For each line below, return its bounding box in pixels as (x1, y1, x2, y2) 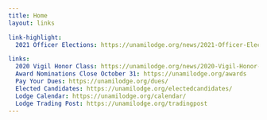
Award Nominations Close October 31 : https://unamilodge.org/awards (15, 70, 247, 78)
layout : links (8, 19, 56, 27)
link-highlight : (8, 33, 62, 41)
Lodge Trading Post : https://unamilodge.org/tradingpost (15, 99, 208, 107)
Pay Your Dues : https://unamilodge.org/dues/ (15, 77, 169, 85)
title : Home (8, 11, 48, 20)
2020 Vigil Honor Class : (15, 63, 98, 71)
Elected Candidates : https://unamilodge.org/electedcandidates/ (15, 84, 233, 92)
